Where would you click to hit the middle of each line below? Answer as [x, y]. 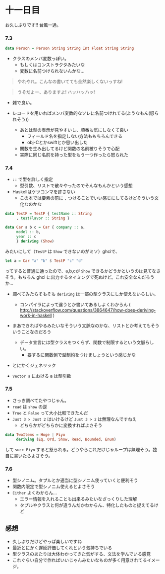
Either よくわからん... [34, 492]
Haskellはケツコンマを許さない [44, 192]
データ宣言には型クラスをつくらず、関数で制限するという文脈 [82, 342]
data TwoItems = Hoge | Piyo [35, 435]
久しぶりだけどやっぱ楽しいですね [47, 541]
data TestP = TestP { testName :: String [49, 214]
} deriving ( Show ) [35, 241]
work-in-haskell [36, 315]
